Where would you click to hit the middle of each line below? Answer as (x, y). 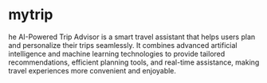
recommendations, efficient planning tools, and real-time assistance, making (134, 62)
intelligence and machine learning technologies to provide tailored (117, 53)
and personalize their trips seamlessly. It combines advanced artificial (123, 45)
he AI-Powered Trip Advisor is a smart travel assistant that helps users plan (132, 37)
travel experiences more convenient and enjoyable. (92, 70)
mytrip (31, 15)
